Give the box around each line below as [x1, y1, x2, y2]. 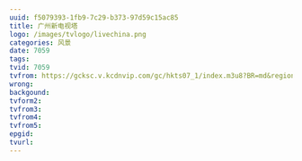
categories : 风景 [9, 38, 72, 47]
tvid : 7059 [9, 64, 50, 72]
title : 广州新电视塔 [9, 21, 78, 30]
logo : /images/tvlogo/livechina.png [9, 30, 147, 38]
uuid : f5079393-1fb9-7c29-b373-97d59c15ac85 [9, 13, 179, 22]
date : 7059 [9, 47, 50, 55]
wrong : [9, 80, 34, 89]
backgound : [9, 88, 50, 97]
